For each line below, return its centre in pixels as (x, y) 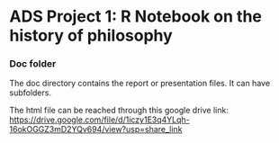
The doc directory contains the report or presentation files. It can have (140, 84)
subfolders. (31, 93)
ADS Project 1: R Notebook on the (136, 17)
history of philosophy (91, 36)
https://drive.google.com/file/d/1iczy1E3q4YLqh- (100, 120)
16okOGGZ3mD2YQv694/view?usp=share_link (96, 130)
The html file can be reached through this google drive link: (119, 111)
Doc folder (33, 64)
